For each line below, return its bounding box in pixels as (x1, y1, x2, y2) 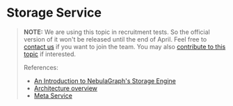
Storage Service (6, 5, 102, 21)
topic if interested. (23, 50, 77, 58)
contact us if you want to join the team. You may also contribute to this (23, 42, 226, 51)
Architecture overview (33, 84, 98, 92)
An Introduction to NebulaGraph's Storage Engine (33, 76, 177, 85)
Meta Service (33, 91, 72, 100)
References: (23, 63, 58, 71)
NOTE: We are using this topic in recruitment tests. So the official (23, 28, 210, 36)
